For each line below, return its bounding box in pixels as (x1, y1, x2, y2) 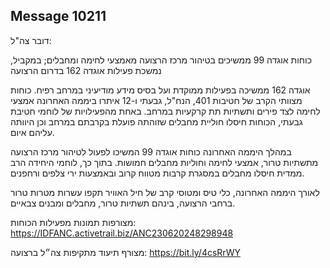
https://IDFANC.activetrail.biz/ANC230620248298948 (10, 227, 234, 239)
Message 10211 (10, 8, 107, 25)
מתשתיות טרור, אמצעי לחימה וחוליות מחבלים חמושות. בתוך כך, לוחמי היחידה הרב (10, 156, 319, 168)
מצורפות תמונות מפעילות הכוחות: (10, 216, 137, 228)
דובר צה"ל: (10, 34, 52, 46)
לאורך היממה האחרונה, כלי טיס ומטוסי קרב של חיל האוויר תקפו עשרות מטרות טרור (10, 186, 320, 198)
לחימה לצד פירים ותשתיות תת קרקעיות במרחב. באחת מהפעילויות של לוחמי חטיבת (10, 105, 321, 117)
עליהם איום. (10, 126, 55, 138)
